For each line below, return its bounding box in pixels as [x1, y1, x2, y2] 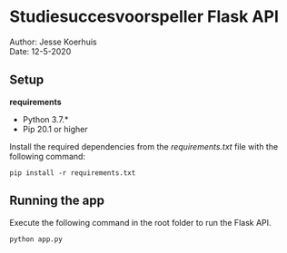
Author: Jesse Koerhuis [9, 36, 97, 47]
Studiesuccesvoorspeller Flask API [9, 6, 280, 27]
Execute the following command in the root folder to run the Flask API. [9, 217, 272, 228]
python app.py [9, 234, 64, 244]
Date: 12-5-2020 [9, 45, 72, 56]
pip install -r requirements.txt [9, 168, 136, 178]
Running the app [9, 193, 104, 209]
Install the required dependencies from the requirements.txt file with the [9, 141, 279, 151]
